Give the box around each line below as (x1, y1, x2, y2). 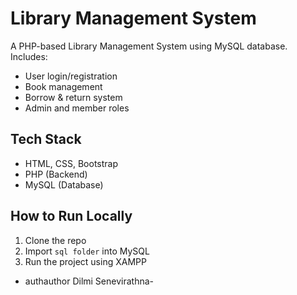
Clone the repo (24, 234, 87, 246)
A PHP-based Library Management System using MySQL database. (10, 40, 288, 52)
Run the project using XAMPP (24, 255, 147, 267)
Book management (24, 80, 103, 92)
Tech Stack (10, 131, 82, 148)
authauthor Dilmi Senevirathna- (24, 275, 154, 287)
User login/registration (24, 70, 118, 82)
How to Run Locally (10, 208, 133, 225)
